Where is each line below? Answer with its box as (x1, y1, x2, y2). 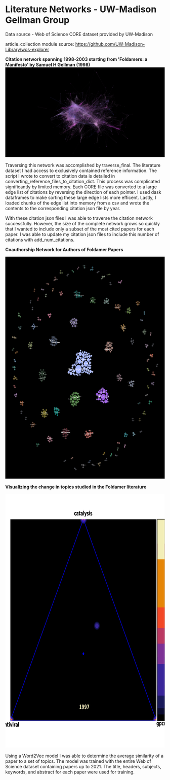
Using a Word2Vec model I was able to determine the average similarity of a (5, 753, 163, 759)
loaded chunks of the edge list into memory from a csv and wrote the (5, 200, 150, 206)
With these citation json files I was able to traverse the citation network (5, 215, 153, 221)
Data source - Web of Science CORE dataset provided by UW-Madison (5, 31, 153, 37)
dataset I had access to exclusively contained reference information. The (5, 167, 157, 174)
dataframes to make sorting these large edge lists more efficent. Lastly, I (5, 194, 156, 201)
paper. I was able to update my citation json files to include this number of (5, 231, 159, 238)
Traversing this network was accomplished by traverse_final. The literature (5, 162, 161, 168)
